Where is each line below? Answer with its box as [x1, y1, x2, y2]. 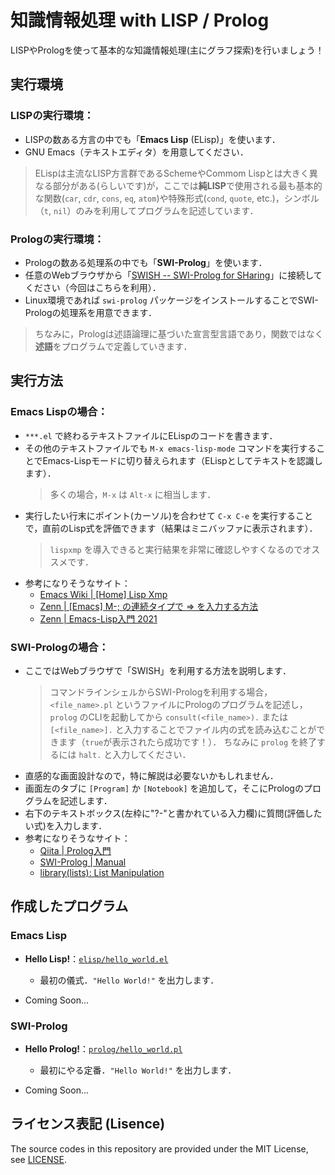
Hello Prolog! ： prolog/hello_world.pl [24, 1042, 183, 1055]
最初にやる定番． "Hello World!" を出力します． [39, 1064, 237, 1076]
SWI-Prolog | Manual [39, 856, 127, 868]
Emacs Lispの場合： [10, 405, 108, 419]
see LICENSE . [10, 1153, 67, 1165]
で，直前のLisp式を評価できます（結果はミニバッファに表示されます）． [24, 522, 318, 534]
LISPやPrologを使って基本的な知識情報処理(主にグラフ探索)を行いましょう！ [10, 44, 325, 56]
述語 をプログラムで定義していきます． [34, 340, 193, 352]
